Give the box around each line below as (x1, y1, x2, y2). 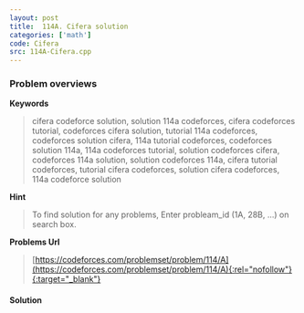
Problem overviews (9, 78, 98, 90)
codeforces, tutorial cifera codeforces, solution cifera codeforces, (31, 164, 280, 175)
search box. (31, 219, 77, 230)
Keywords (9, 98, 49, 110)
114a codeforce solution (31, 174, 121, 185)
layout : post (9, 13, 59, 23)
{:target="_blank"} (31, 274, 101, 285)
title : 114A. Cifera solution (9, 22, 129, 31)
